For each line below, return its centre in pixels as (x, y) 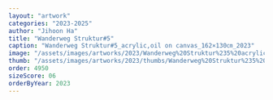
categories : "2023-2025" (50, 23)
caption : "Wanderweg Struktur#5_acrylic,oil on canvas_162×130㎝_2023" (132, 46)
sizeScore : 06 (32, 76)
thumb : (19, 61)
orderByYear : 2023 (39, 83)
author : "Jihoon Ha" (43, 31)
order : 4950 (28, 69)
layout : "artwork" (39, 16)
